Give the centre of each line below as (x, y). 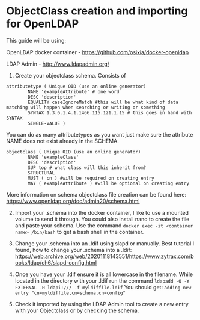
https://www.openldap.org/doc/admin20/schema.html (73, 201)
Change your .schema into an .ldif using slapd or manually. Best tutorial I (104, 243)
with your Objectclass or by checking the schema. (77, 310)
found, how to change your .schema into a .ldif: (73, 250)
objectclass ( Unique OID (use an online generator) (74, 152)
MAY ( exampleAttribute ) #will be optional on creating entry (108, 183)
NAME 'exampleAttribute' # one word (74, 91)
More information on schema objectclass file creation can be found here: (96, 194)
